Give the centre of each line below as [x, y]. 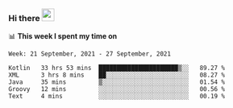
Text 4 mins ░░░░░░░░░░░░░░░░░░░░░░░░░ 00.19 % [117, 97]
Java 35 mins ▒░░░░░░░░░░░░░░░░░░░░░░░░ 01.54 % [117, 82]
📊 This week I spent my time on [63, 36]
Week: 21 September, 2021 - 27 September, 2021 [90, 54]
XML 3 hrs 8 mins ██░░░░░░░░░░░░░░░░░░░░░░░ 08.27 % [117, 75]
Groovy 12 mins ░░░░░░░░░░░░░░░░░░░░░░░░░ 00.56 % [117, 89]
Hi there [24, 18]
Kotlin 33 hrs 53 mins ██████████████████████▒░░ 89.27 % [117, 69]
